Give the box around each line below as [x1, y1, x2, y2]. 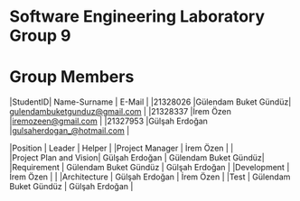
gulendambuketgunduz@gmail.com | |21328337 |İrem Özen [9, 106, 232, 117]
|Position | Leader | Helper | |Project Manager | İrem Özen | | [9, 142, 234, 154]
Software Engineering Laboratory [9, 6, 265, 27]
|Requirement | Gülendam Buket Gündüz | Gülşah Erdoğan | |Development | [9, 162, 290, 173]
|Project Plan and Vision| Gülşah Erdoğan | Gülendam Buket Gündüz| [9, 152, 265, 163]
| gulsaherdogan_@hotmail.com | [9, 125, 130, 136]
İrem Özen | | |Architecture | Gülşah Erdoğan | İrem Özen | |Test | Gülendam [9, 171, 291, 182]
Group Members [9, 67, 135, 87]
